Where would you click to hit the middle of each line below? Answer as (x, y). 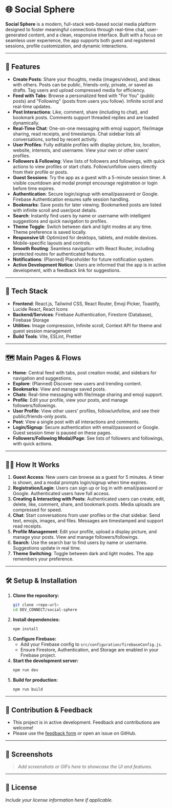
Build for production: (35, 680)
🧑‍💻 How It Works (33, 465)
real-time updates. (32, 106)
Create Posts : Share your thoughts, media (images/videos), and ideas (86, 79)
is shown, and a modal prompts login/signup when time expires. (80, 483)
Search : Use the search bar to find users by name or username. (80, 542)
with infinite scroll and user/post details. (55, 210)
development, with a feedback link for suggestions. (67, 270)
